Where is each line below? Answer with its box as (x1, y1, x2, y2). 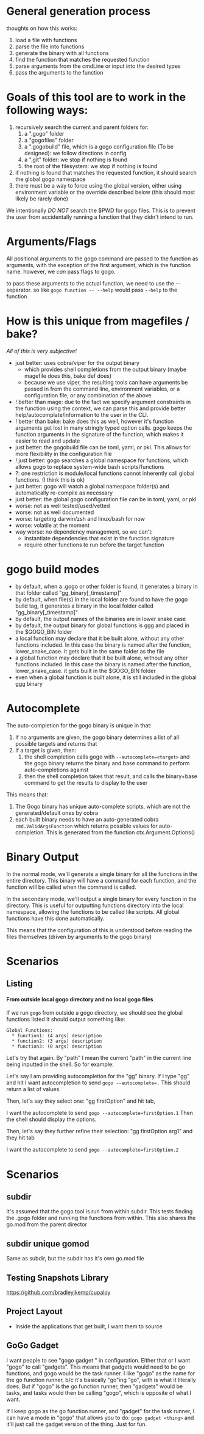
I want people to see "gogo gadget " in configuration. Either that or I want (6, 1356, 191, 1364)
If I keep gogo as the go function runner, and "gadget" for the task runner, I (6, 1407, 195, 1414)
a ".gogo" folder (24, 130, 65, 137)
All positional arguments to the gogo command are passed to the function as (6, 255, 199, 262)
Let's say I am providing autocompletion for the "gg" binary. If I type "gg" (6, 1073, 190, 1080)
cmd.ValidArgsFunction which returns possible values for (15, 822, 158, 829)
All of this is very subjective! (6, 347, 77, 355)
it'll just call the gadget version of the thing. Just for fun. (6, 1420, 147, 1428)
